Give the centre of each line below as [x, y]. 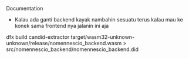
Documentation [25, 8]
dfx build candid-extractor [38, 37]
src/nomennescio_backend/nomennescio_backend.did [72, 49]
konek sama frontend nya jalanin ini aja [62, 26]
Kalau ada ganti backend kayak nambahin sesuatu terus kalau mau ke [99, 19]
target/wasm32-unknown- [103, 37]
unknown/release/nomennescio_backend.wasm [64, 43]
